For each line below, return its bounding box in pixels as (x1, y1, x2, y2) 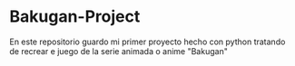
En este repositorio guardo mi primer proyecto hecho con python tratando (9, 36, 286, 47)
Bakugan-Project (9, 6, 141, 27)
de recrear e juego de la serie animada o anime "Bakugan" (9, 45, 229, 56)
